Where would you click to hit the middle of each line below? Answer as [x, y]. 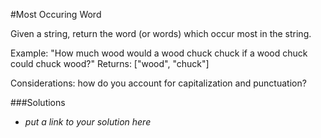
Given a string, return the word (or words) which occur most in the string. [161, 33]
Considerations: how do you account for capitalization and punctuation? [158, 83]
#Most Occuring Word [56, 14]
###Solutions [38, 102]
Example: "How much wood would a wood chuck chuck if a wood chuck [159, 53]
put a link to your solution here [88, 122]
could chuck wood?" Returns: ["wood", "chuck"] [110, 63]
